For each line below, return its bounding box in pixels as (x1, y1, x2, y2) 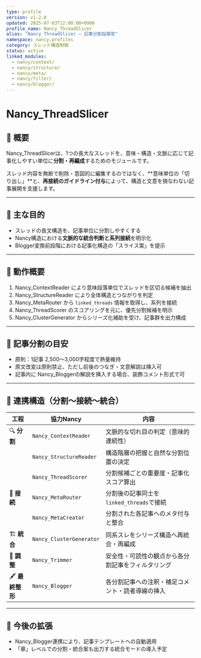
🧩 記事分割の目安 (6, 339, 69, 349)
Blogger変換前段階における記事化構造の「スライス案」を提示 (14, 241, 166, 249)
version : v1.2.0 (6, 14, 47, 20)
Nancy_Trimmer (32, 557, 73, 564)
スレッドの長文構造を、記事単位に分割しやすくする (14, 226, 141, 234)
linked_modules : (6, 53, 47, 59)
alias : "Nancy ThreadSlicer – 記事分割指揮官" (6, 31, 118, 37)
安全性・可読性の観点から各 (105, 552, 184, 560)
